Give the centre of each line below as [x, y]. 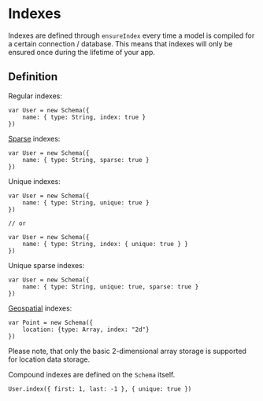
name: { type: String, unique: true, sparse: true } [111, 287]
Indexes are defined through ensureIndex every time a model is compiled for [131, 35]
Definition [33, 77]
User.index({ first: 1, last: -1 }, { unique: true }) [100, 389]
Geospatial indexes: [40, 308]
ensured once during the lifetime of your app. [82, 52]
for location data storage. [49, 359]
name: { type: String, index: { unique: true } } [106, 244]
